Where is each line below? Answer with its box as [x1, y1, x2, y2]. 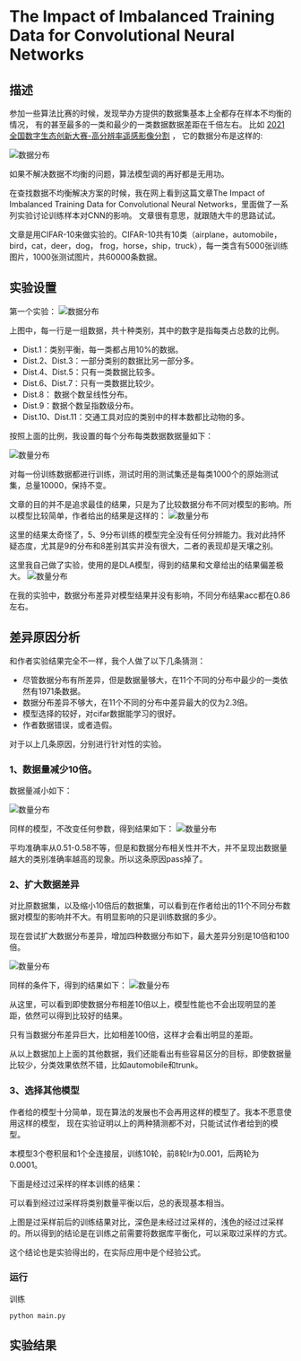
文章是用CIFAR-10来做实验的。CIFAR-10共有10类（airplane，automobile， [9, 229, 282, 240]
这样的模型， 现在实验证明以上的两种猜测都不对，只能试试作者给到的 [16, 1118, 271, 1128]
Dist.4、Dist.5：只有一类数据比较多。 [21, 366, 159, 377]
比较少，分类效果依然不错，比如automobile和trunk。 [9, 1059, 203, 1070]
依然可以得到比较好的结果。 [24, 1010, 127, 1021]
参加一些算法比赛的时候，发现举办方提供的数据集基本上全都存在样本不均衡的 [9, 108, 292, 119]
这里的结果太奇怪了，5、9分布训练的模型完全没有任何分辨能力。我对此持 [9, 529, 278, 540]
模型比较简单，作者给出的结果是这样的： [16, 510, 167, 521]
